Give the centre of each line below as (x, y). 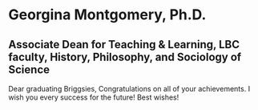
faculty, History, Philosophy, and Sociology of (125, 57)
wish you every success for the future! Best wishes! (94, 97)
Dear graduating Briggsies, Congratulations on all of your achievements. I (129, 89)
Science (29, 69)
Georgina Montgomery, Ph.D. (107, 15)
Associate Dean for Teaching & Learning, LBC (124, 45)
